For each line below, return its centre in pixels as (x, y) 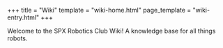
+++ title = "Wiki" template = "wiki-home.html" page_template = (99, 10)
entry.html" (23, 17)
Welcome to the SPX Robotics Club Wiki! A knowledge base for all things (111, 31)
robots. (17, 38)
